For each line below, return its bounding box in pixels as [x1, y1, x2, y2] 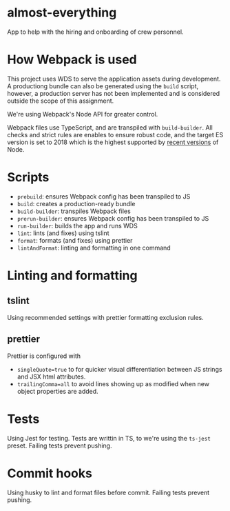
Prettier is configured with [7, 352, 81, 360]
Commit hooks [7, 465, 93, 481]
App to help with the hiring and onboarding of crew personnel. [7, 28, 184, 36]
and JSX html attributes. [17, 372, 86, 381]
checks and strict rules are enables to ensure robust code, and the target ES [7, 130, 224, 139]
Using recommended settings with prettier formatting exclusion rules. [7, 313, 205, 321]
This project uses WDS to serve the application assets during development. [7, 74, 221, 83]
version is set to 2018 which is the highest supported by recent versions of [7, 138, 219, 146]
